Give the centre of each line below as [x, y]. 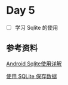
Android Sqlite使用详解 [34, 64]
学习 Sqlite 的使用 [36, 27]
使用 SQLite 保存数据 [32, 76]
